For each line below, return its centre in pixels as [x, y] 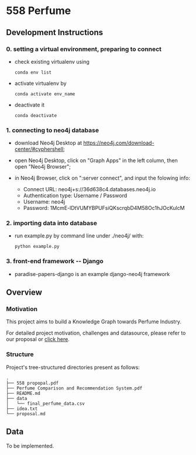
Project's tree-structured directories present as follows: [73, 367]
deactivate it [30, 105]
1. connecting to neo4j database [53, 130]
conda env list [33, 72]
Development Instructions [55, 32]
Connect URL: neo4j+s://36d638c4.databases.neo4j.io [90, 189]
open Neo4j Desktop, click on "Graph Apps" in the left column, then [96, 161]
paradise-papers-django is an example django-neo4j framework [92, 274]
